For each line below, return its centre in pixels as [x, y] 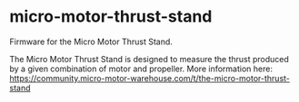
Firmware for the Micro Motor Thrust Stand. [91, 42]
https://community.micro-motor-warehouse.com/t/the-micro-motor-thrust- [150, 78]
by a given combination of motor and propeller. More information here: [141, 69]
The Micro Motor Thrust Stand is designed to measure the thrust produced [149, 59]
